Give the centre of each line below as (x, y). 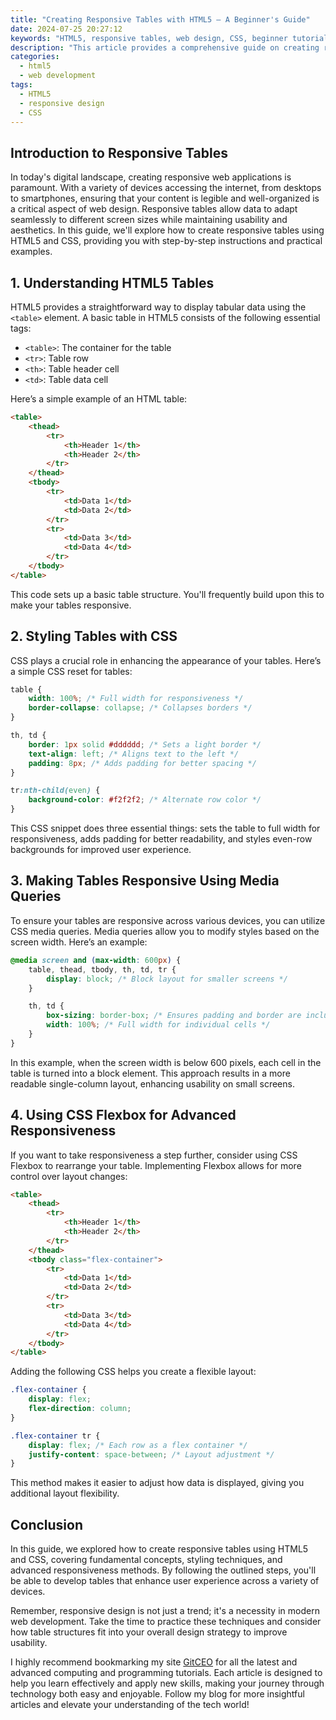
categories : (35, 57)
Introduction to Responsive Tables (119, 152)
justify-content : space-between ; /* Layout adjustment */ (151, 1454)
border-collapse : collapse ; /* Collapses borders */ (140, 708)
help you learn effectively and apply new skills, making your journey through (167, 1683)
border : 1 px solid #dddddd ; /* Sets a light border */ (145, 744)
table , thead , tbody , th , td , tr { (102, 969)
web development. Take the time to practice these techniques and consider (166, 1622)
